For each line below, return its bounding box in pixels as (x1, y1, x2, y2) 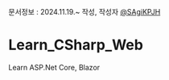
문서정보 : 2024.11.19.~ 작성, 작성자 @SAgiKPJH (8, 7, 161, 16)
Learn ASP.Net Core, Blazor (8, 62, 101, 72)
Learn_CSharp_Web (8, 36, 143, 54)
